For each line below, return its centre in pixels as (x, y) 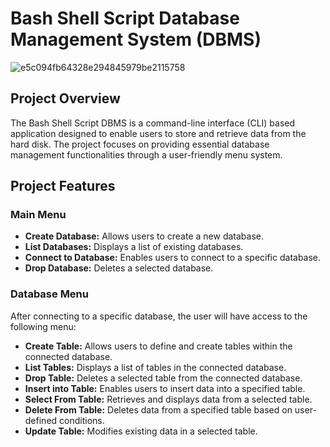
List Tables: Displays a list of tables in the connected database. (155, 367)
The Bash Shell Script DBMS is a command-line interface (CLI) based (153, 123)
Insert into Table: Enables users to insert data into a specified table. (165, 388)
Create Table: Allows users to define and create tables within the (158, 346)
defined (41, 420)
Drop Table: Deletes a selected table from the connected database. (163, 378)
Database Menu (49, 294)
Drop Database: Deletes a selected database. (119, 268)
